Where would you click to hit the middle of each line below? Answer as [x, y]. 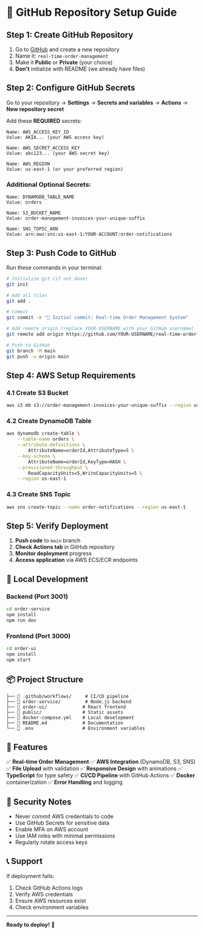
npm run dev [21, 620]
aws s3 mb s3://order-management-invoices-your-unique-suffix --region [99, 406]
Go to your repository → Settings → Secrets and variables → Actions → [97, 102]
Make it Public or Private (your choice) [64, 62]
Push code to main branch [48, 541]
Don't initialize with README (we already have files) [80, 69]
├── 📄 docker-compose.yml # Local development [70, 718]
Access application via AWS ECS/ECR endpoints [76, 560]
